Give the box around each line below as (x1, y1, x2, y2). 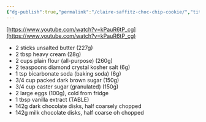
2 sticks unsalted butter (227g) (15, 44, 93, 51)
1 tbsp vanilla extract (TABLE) (15, 96, 90, 103)
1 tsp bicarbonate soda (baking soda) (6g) (15, 70, 121, 77)
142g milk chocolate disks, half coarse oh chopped (15, 109, 144, 116)
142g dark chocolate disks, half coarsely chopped (15, 102, 142, 110)
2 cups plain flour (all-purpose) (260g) (15, 57, 113, 64)
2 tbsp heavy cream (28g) (15, 50, 82, 58)
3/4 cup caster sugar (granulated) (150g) (15, 83, 119, 90)
